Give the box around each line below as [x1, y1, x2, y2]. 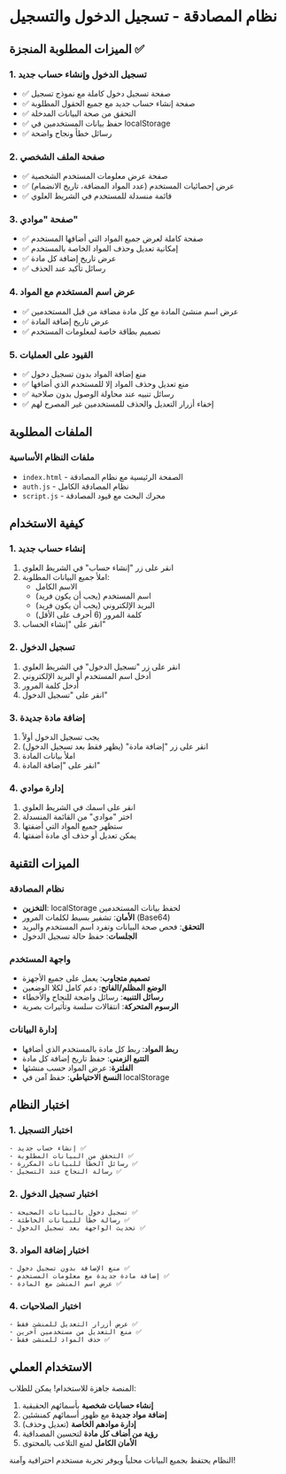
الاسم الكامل [35, 582, 78, 592]
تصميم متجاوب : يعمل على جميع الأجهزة [21, 973, 151, 984]
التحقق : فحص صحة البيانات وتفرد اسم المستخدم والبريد [21, 922, 205, 932]
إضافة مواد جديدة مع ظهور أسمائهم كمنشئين [21, 1409, 167, 1420]
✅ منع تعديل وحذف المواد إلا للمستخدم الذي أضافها [21, 379, 189, 390]
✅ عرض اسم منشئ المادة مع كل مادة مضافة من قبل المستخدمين [21, 305, 239, 316]
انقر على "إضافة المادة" [21, 760, 101, 771]
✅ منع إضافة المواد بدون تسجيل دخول [21, 369, 147, 380]
